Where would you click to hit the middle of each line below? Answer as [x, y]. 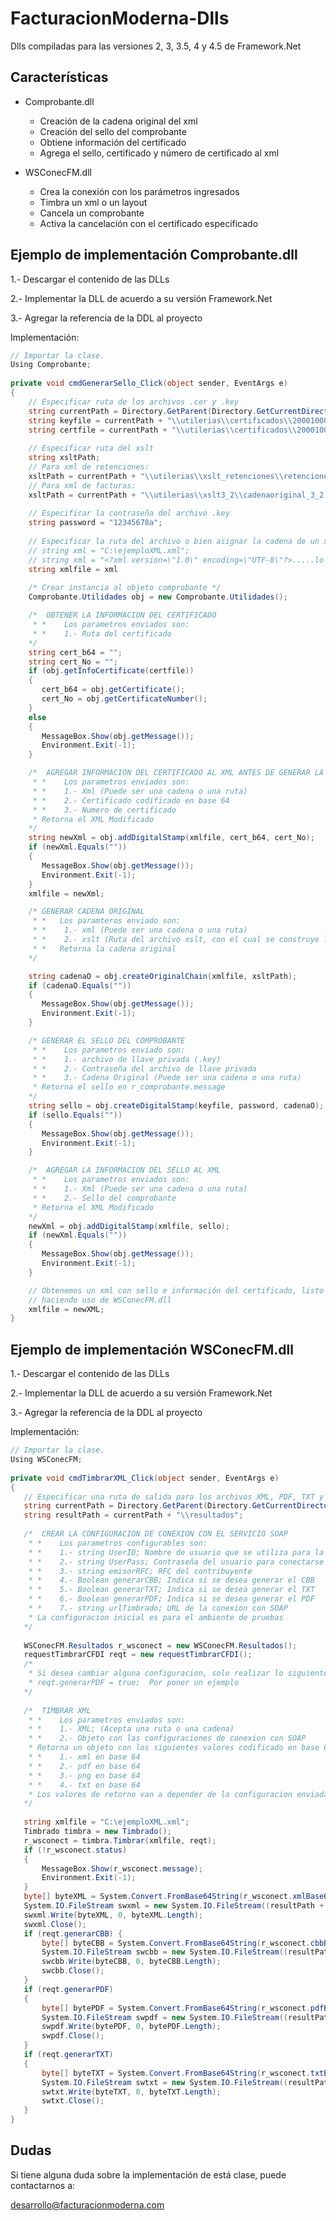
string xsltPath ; [64, 458]
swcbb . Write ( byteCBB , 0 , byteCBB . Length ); [131, 1962]
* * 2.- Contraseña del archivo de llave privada [144, 1068]
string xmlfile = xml [73, 569]
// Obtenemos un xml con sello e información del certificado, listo [176, 1290]
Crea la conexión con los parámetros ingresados [139, 191]
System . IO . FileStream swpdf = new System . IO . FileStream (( [165, 2017]
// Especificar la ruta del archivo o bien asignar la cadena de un [174, 542]
